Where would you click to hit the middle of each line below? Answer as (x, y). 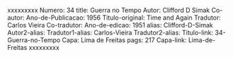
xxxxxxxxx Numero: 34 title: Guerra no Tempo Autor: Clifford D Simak (109, 10)
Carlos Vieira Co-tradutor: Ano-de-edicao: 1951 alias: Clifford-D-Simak (110, 25)
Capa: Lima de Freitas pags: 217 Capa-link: (124, 40)
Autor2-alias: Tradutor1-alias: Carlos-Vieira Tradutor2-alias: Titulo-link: (110, 32)
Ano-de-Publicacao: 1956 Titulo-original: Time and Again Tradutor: (124, 18)
